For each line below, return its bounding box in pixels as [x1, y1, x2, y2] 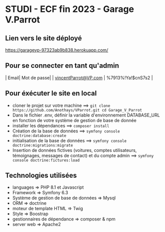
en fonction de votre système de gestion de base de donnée [12, 117, 137, 123]
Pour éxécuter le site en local [5, 89, 97, 98]
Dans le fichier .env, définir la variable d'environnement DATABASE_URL [12, 112, 161, 118]
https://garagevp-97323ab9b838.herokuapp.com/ [5, 47, 109, 53]
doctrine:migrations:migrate [12, 143, 73, 148]
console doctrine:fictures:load [12, 158, 80, 163]
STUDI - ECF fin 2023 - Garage [5, 3, 135, 15]
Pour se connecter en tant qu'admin [5, 61, 119, 70]
